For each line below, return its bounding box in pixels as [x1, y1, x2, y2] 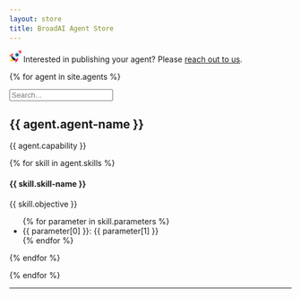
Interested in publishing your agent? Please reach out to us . [22, 54, 244, 65]
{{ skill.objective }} [9, 198, 78, 209]
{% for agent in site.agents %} [9, 71, 121, 82]
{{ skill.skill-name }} [9, 178, 87, 188]
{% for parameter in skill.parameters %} [21, 215, 170, 226]
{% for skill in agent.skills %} [9, 158, 116, 169]
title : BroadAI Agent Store [9, 23, 115, 33]
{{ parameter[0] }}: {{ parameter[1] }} [21, 225, 159, 236]
